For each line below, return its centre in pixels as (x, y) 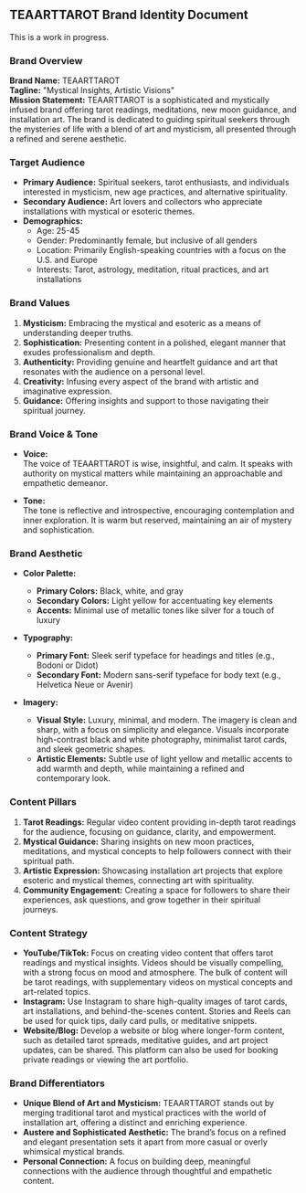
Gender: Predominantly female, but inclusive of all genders (147, 240)
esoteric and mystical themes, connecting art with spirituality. (138, 880)
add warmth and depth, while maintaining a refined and (140, 769)
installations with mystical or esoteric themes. (108, 211)
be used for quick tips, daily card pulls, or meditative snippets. (140, 1020)
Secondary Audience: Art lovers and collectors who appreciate (142, 202)
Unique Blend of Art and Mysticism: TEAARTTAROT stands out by (148, 1103)
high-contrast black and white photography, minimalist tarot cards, (162, 740)
